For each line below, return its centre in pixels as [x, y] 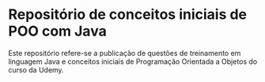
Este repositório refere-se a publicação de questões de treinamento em [125, 53]
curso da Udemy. [36, 69]
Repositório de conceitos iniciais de [128, 15]
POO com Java [57, 31]
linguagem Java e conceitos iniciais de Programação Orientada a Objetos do [133, 61]
